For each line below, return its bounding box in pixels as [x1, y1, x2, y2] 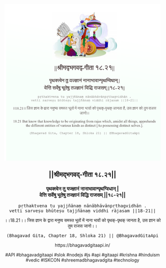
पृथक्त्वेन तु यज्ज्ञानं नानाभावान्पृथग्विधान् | [46, 185, 119, 192]
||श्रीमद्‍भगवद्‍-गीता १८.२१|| [48, 171, 117, 179]
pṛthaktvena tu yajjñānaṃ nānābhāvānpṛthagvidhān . [18, 203, 147, 208]
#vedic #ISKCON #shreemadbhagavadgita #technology [25, 257, 140, 263]
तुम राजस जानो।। [68, 223, 97, 229]
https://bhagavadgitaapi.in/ [55, 242, 110, 248]
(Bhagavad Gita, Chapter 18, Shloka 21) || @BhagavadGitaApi [6, 233, 159, 238]
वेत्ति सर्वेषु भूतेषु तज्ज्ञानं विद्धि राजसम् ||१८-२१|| [39, 191, 126, 198]
